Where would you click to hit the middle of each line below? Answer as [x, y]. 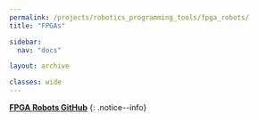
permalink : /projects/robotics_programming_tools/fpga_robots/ [129, 17]
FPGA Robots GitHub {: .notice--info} [78, 107]
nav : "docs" [40, 50]
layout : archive [39, 66]
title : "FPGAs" [37, 26]
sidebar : [25, 42]
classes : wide [36, 82]
